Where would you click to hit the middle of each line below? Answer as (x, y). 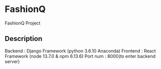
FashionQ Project (23, 23)
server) (12, 61)
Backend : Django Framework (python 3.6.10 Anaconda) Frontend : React (80, 50)
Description (23, 39)
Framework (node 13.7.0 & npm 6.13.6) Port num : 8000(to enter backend (80, 56)
